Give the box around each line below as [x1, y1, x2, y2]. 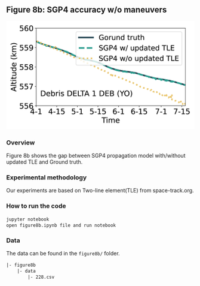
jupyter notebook [6, 216, 50, 222]
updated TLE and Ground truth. [6, 158, 83, 165]
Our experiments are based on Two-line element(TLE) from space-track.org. [6, 187, 194, 194]
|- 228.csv [27, 274, 55, 280]
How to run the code [6, 202, 67, 210]
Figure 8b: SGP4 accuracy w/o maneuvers [6, 5, 167, 15]
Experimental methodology [6, 173, 87, 182]
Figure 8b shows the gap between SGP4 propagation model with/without [6, 152, 186, 159]
